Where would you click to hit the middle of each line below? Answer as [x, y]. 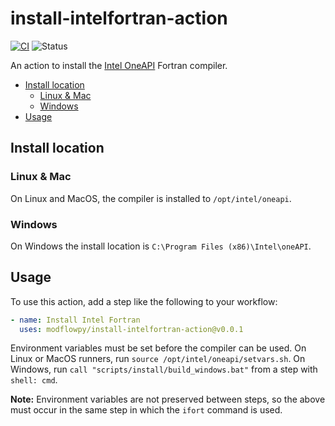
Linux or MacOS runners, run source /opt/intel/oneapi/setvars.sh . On [158, 359]
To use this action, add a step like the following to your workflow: [144, 301]
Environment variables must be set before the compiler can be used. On [158, 348]
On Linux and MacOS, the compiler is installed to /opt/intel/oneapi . [151, 198]
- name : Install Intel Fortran [75, 320]
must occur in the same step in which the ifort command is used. [146, 410]
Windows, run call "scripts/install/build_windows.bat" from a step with [164, 369]
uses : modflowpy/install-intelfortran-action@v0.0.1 [131, 329]
